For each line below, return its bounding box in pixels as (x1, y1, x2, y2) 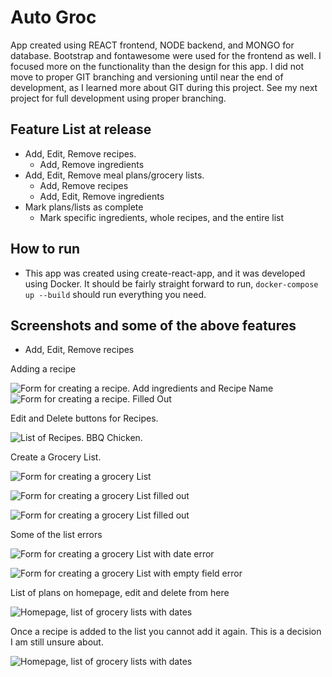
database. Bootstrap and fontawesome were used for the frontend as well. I (10, 49, 322, 61)
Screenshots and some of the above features (10, 317, 297, 334)
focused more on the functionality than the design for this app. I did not (10, 60, 305, 72)
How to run (10, 241, 81, 258)
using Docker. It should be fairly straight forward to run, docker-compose (24, 277, 319, 290)
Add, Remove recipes (39, 179, 129, 191)
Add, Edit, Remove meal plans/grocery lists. (24, 169, 205, 181)
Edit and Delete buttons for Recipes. (10, 412, 159, 425)
